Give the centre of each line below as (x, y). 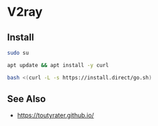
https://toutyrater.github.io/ (55, 115)
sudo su (18, 53)
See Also (26, 99)
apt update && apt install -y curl (58, 65)
